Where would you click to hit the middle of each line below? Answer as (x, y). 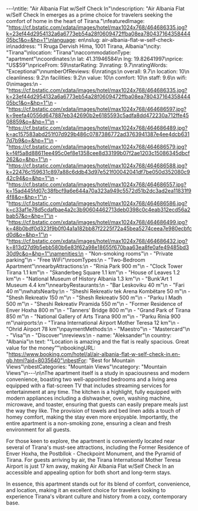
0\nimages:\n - (24, 84)
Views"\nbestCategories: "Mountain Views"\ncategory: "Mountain (86, 367)
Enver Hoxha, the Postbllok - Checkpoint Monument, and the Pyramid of (94, 454)
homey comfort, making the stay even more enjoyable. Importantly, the (92, 417)
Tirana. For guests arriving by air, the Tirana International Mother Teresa (93, 460)
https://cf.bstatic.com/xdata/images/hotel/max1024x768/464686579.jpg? (98, 147)
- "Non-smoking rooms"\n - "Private (129, 253)
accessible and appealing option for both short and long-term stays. (89, 472)
